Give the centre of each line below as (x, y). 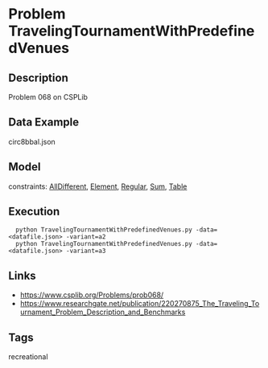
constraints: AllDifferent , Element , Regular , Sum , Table (98, 186)
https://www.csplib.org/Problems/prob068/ (92, 295)
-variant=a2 (86, 237)
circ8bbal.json (32, 141)
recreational (28, 357)
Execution (34, 212)
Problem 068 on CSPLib (48, 97)
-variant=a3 (86, 251)
